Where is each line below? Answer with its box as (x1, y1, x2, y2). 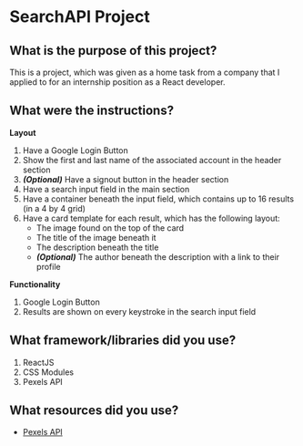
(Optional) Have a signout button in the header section (22, 173, 229, 184)
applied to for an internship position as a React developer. (9, 77, 226, 88)
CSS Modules (22, 367, 75, 378)
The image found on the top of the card (35, 222, 185, 233)
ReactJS (22, 357, 55, 368)
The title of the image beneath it (35, 232, 157, 243)
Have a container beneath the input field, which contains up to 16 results (22, 193, 294, 204)
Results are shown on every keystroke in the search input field (22, 306, 257, 316)
